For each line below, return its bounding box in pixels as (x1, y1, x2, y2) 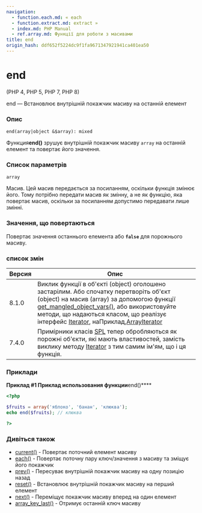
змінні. (6, 204, 23, 211)
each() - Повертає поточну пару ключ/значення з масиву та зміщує (14, 455, 189, 462)
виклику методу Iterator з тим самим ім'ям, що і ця (37, 343, 186, 350)
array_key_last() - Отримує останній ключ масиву (14, 500, 141, 507)
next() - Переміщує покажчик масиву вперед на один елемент (14, 493, 177, 500)
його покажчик (14, 461, 54, 468)
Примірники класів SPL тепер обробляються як (37, 328, 177, 335)
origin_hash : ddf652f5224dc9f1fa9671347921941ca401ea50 (6, 43, 149, 49)
